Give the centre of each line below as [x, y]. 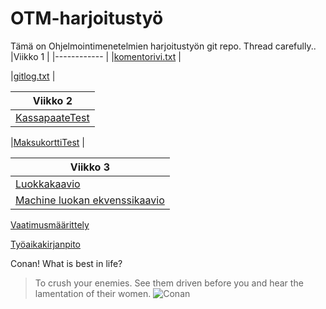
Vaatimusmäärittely [50, 224]
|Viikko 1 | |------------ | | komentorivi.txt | [96, 56]
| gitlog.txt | [33, 76]
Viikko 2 [52, 100]
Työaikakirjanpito [45, 244]
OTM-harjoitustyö [87, 18]
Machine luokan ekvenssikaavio [90, 200]
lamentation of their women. [93, 293]
